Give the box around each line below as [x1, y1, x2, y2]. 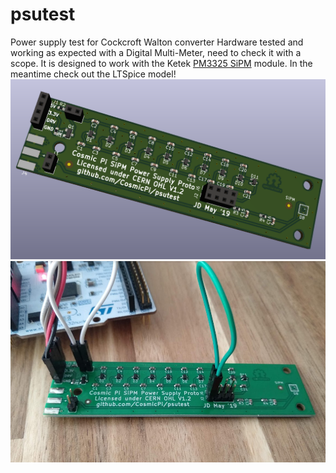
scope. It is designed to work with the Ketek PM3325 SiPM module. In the [10, 57, 313, 69]
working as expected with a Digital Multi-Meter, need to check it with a [10, 46, 302, 58]
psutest [10, 3, 76, 26]
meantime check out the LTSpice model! [10, 68, 177, 80]
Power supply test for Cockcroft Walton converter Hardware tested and [10, 36, 304, 48]
